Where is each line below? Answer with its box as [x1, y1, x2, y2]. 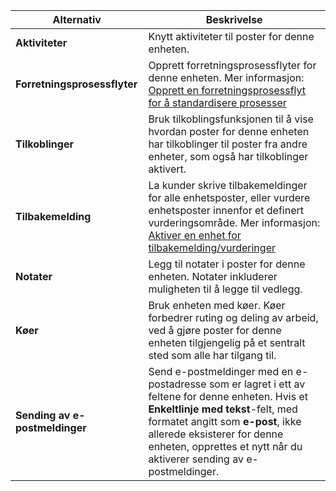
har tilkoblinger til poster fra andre [148, 137, 308, 151]
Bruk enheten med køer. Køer [148, 299, 286, 312]
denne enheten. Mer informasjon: [148, 71, 305, 84]
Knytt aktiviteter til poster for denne [148, 30, 315, 43]
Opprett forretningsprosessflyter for [148, 59, 317, 72]
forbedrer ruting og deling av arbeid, [148, 311, 319, 324]
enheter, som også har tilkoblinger [148, 150, 309, 163]
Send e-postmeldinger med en [148, 365, 294, 378]
